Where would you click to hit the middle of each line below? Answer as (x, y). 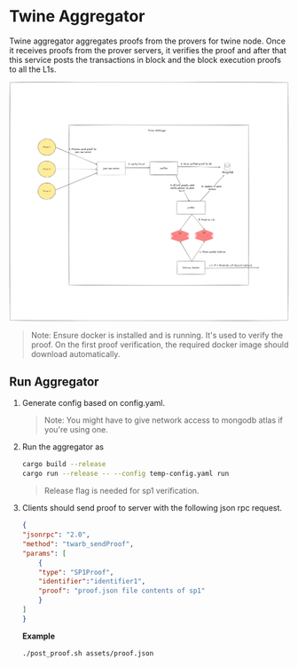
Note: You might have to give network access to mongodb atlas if (164, 420)
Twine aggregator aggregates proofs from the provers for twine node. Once (148, 41)
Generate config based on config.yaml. (94, 403)
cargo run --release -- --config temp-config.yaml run (125, 474)
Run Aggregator (54, 381)
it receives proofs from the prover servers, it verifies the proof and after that (148, 50)
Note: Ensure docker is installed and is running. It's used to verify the (157, 335)
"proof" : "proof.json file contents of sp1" (122, 591)
